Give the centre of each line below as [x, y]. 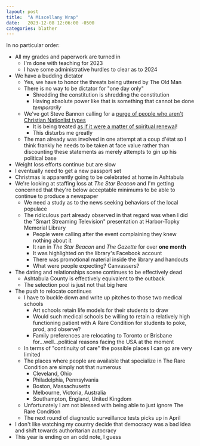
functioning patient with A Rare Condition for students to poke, [110, 323]
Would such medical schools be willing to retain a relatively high [111, 317]
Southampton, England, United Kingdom [82, 399]
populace [35, 209]
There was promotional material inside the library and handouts [110, 259]
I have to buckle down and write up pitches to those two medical [103, 298]
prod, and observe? [57, 329]
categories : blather [32, 28]
